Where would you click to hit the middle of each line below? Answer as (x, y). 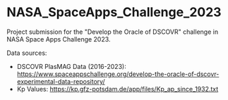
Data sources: (27, 53)
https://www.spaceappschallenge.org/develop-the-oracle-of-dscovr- (118, 74)
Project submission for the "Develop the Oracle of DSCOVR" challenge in (113, 32)
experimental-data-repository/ (61, 81)
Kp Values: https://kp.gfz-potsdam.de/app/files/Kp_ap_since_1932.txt (118, 89)
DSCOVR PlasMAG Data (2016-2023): (71, 66)
